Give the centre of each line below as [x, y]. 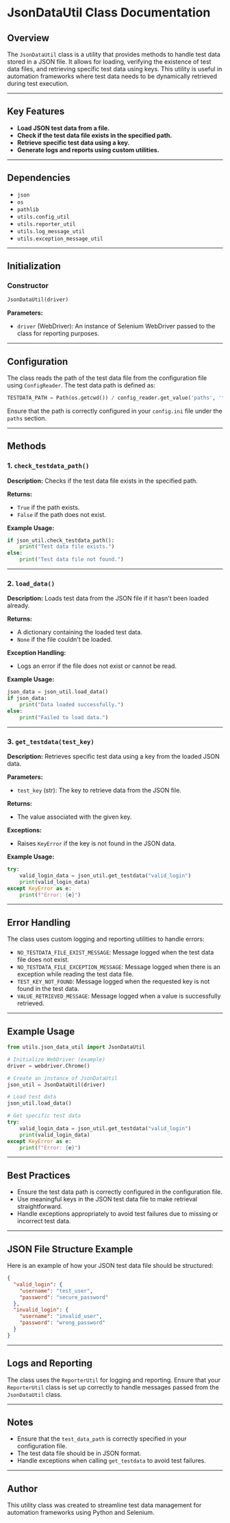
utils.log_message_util [51, 231]
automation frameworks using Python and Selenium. [81, 1513]
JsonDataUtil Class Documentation [109, 13]
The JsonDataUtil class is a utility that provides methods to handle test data [114, 54]
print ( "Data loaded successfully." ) [72, 705]
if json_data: [27, 698]
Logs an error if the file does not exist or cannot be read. [97, 666]
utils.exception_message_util [60, 239]
